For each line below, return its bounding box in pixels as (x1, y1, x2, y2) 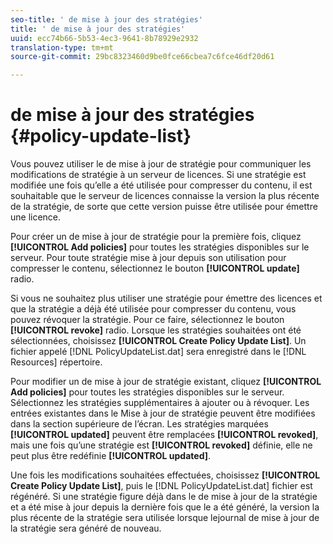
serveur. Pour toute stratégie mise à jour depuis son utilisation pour (10, 252, 287, 264)
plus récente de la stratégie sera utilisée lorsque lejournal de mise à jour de (10, 512, 320, 524)
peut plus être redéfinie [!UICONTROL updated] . (10, 450, 212, 462)
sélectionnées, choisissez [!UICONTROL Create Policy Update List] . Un (10, 335, 307, 347)
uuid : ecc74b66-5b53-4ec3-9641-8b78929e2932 (10, 33, 199, 43)
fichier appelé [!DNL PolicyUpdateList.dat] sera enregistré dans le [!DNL (10, 346, 307, 358)
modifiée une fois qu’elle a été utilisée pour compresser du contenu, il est (10, 179, 313, 191)
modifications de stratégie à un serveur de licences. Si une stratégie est (10, 169, 307, 181)
